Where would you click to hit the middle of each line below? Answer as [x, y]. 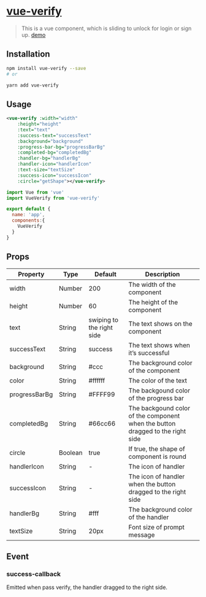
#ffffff [97, 380]
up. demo [33, 34]
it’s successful [149, 353]
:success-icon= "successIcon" [55, 175]
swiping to [103, 319]
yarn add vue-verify [33, 85]
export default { [29, 209]
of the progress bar [156, 398]
